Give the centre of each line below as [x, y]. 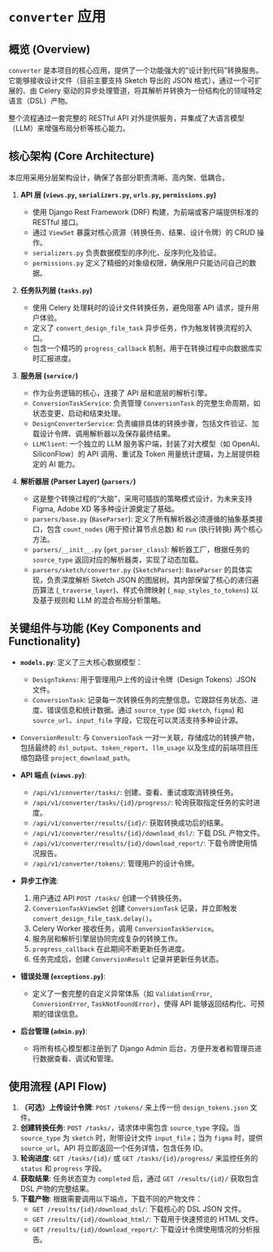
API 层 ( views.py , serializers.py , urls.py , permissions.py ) [118, 194]
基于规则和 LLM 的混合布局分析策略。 [102, 600]
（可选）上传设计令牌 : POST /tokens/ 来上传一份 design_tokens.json [134, 1107]
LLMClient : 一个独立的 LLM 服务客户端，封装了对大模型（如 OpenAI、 [148, 443]
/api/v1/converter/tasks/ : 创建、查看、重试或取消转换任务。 [135, 792]
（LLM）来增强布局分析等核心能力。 [69, 128]
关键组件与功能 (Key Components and [105, 628]
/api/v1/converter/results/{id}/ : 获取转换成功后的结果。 [130, 823]
